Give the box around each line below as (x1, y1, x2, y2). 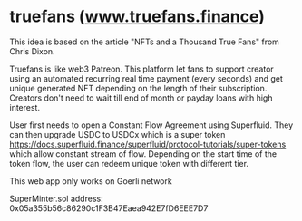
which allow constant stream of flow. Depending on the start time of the (9, 148, 278, 159)
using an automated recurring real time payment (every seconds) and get (9, 72, 284, 83)
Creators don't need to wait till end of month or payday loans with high (9, 92, 273, 103)
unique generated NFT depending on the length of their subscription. (9, 82, 268, 93)
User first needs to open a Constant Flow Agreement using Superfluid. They (9, 120, 294, 130)
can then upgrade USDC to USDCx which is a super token (9, 129, 226, 139)
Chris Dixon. (9, 45, 56, 56)
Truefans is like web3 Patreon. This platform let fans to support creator (9, 63, 274, 74)
